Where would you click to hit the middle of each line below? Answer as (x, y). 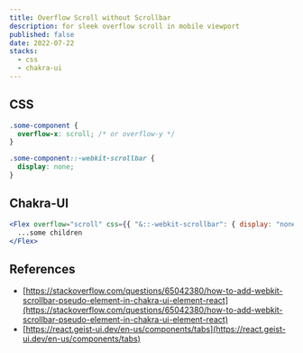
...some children (50, 232)
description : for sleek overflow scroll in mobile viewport (125, 26)
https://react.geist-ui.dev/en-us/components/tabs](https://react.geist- (156, 330)
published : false (42, 34)
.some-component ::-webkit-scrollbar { (82, 159)
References (42, 269)
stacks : (24, 51)
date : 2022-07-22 (42, 43)
